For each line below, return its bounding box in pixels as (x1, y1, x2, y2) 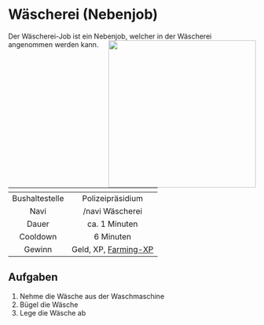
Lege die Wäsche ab (19, 308, 86, 317)
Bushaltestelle (12, 192, 64, 203)
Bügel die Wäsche (19, 300, 79, 309)
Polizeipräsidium (82, 192, 144, 203)
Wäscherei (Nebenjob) (8, 5, 159, 24)
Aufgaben (8, 271, 58, 284)
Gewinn (24, 243, 53, 254)
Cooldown (19, 231, 57, 242)
